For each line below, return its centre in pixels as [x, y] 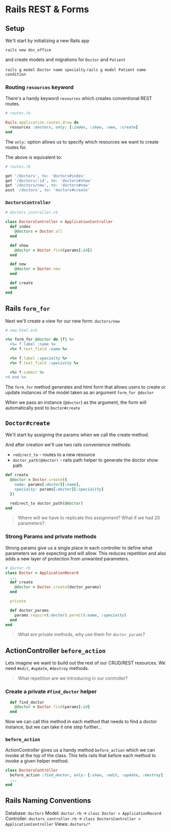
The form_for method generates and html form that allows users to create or [86, 387]
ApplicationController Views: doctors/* [48, 824]
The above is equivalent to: [34, 157]
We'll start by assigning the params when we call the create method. [77, 435]
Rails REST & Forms [47, 9]
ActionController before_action [56, 650]
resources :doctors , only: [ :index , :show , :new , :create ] [74, 127]
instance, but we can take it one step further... [54, 727]
